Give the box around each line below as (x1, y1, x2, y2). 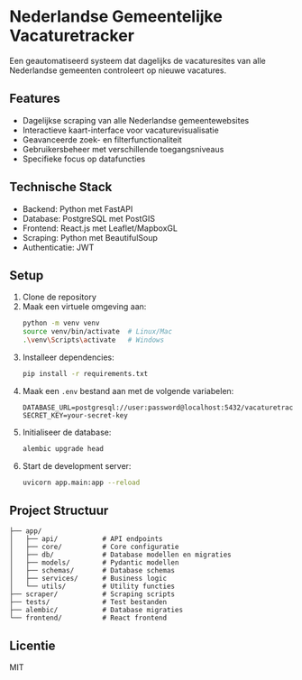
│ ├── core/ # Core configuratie (9, 543, 179, 552)
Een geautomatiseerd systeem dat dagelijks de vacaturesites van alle (9, 55, 266, 66)
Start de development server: (22, 460, 132, 471)
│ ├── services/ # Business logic (9, 574, 168, 584)
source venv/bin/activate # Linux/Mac (22, 327, 173, 336)
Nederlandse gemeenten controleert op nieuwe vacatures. (9, 65, 227, 76)
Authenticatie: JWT (22, 242, 95, 253)
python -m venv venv (22, 318, 100, 328)
